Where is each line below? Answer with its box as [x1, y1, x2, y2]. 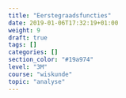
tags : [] [8, 41, 37, 49]
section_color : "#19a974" [8, 56, 94, 64]
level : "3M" [8, 63, 48, 71]
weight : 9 [8, 26, 41, 34]
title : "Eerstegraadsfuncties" [8, 11, 112, 20]
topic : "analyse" [8, 77, 66, 85]
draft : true [8, 33, 48, 42]
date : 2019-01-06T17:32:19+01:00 [8, 19, 119, 27]
